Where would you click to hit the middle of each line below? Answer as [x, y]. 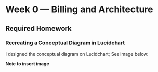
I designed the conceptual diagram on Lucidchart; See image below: [77, 54]
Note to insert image [27, 64]
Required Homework [39, 28]
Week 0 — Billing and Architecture [79, 9]
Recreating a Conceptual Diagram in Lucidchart [65, 43]
